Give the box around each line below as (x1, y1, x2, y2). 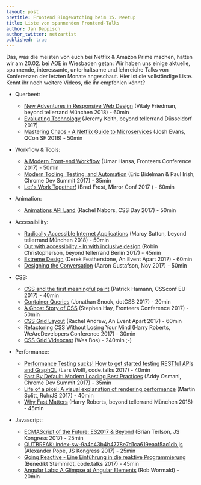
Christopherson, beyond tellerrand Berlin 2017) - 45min (23, 249, 161, 256)
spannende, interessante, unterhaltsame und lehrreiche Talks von (6, 66, 169, 73)
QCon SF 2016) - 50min (23, 134, 83, 142)
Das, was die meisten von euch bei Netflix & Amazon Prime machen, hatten (6, 54, 193, 60)
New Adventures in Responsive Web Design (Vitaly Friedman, (23, 102, 177, 109)
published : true (6, 37, 47, 43)
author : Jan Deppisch (6, 25, 61, 32)
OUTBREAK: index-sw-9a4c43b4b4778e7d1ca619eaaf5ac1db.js (23, 441, 183, 448)
